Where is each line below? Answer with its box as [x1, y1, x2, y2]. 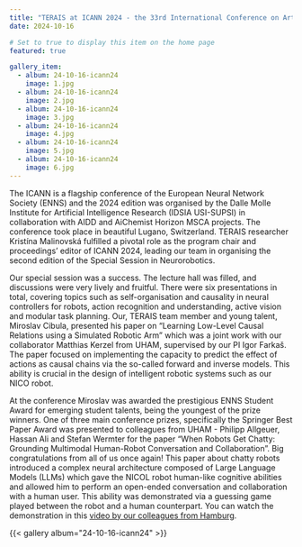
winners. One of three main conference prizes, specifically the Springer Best [9, 414, 293, 424]
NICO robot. [9, 378, 54, 388]
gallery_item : [9, 62, 63, 72]
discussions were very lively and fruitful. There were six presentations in [9, 281, 278, 293]
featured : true [9, 46, 67, 55]
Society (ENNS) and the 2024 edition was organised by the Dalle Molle [9, 197, 271, 208]
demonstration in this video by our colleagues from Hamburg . [9, 510, 237, 521]
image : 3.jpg [25, 113, 75, 122]
